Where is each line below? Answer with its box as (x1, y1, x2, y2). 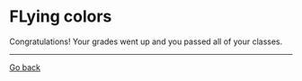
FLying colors (9, 6, 112, 27)
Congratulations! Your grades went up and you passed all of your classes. (9, 36, 283, 47)
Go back (9, 61, 41, 73)
